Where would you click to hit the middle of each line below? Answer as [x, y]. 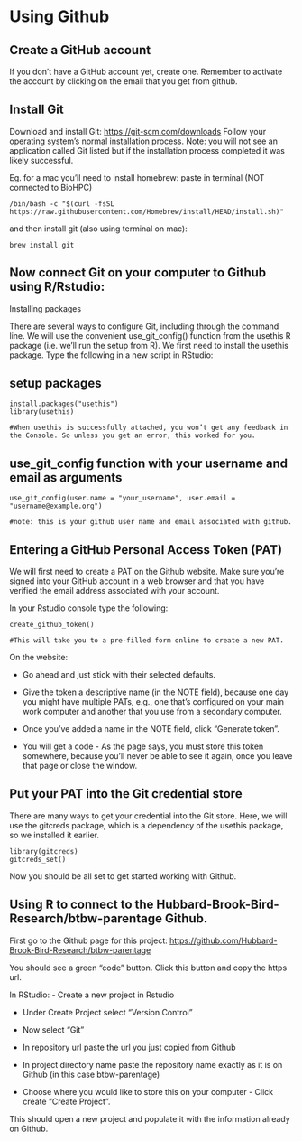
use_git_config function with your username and [149, 463]
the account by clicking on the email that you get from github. [124, 81]
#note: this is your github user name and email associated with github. [151, 522]
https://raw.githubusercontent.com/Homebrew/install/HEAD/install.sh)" [146, 211]
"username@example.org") [56, 506]
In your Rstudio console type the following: [89, 608]
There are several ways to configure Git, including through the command [144, 326]
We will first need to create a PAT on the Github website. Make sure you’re [147, 572]
